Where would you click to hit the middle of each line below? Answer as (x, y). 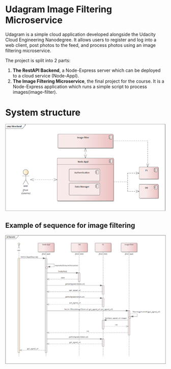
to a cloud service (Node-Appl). (46, 75)
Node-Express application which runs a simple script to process (80, 86)
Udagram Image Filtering (59, 9)
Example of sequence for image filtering (70, 226)
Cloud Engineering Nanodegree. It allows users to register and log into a (81, 40)
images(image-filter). (35, 92)
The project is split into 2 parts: (38, 60)
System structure (43, 113)
